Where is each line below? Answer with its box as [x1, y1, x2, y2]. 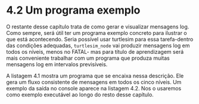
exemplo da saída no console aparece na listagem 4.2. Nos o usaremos [6, 84, 182, 92]
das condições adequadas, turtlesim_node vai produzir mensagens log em [6, 42, 190, 49]
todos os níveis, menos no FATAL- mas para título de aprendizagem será [6, 48, 184, 55]
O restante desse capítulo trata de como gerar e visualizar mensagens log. [6, 23, 189, 30]
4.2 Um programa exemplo [6, 4, 141, 17]
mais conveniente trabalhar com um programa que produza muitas [6, 54, 170, 61]
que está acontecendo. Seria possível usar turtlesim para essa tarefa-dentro [6, 35, 194, 43]
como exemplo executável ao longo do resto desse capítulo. [6, 91, 154, 98]
